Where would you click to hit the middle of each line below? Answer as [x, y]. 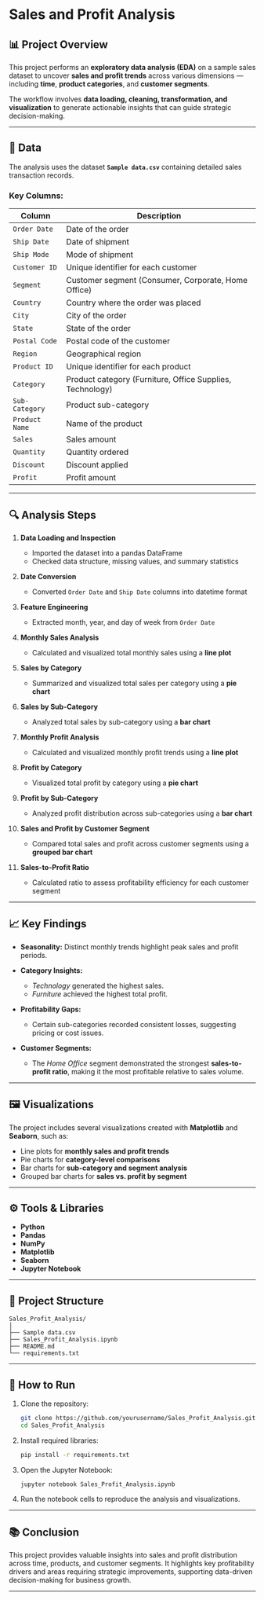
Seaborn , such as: [39, 1136]
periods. [34, 955]
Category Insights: [51, 970]
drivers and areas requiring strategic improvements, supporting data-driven [131, 1572]
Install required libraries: [59, 1440]
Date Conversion [48, 576]
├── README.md [32, 1347]
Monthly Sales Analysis [60, 637]
